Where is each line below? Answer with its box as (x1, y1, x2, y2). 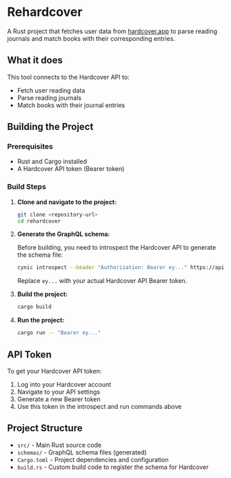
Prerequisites (7, 142, 53, 151)
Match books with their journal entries (17, 101, 125, 109)
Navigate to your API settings (17, 387, 101, 396)
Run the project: (17, 316, 65, 324)
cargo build (17, 304, 52, 311)
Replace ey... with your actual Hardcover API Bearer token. (17, 277, 188, 285)
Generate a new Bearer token (17, 395, 101, 403)
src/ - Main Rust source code (17, 441, 102, 449)
